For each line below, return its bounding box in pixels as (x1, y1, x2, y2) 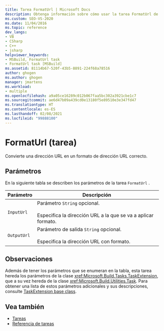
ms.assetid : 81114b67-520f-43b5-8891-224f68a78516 (5, 66, 110, 71)
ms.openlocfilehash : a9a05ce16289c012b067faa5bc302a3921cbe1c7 (5, 93, 137, 98)
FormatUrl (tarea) (5, 137, 77, 148)
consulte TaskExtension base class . (5, 289, 77, 294)
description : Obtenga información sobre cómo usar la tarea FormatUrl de (5, 12, 159, 17)
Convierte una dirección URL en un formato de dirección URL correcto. (5, 153, 148, 159)
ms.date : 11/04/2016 (5, 20, 47, 26)
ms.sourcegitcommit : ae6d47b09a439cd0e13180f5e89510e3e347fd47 (5, 98, 137, 103)
